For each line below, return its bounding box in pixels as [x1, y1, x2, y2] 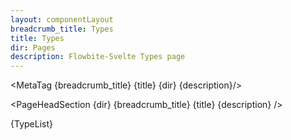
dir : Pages [10, 42, 56, 53]
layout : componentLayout [10, 14, 114, 25]
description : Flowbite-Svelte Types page [10, 52, 186, 62]
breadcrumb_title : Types [10, 24, 114, 34]
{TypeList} [10, 118, 53, 130]
